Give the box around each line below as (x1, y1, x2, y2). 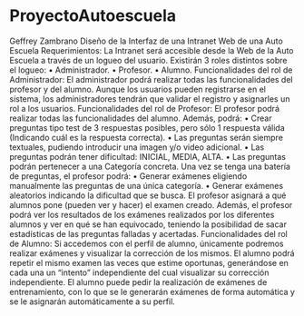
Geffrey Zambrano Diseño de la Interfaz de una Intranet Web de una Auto (9, 35, 283, 46)
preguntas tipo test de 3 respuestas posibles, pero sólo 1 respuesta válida (9, 122, 286, 133)
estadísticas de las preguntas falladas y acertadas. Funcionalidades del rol (9, 228, 288, 239)
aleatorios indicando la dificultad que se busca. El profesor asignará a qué (9, 190, 287, 201)
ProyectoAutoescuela (9, 5, 177, 26)
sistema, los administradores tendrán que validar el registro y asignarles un (9, 93, 290, 104)
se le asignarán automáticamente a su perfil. (9, 296, 175, 307)
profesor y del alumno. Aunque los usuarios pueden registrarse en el (9, 84, 266, 94)
